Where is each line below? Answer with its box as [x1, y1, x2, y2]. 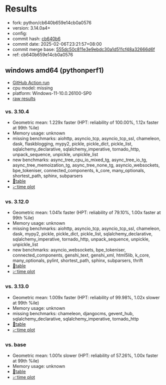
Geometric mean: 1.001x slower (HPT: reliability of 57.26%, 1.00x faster [12, 352, 158, 358]
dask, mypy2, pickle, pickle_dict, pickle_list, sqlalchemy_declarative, [12, 231, 153, 237]
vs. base [5, 341, 26, 348]
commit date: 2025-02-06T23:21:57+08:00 [12, 41, 102, 47]
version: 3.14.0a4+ [12, 25, 51, 31]
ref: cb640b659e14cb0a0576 [12, 51, 73, 58]
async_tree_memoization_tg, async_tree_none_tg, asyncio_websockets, [12, 162, 160, 168]
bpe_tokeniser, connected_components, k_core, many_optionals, [12, 168, 145, 174]
